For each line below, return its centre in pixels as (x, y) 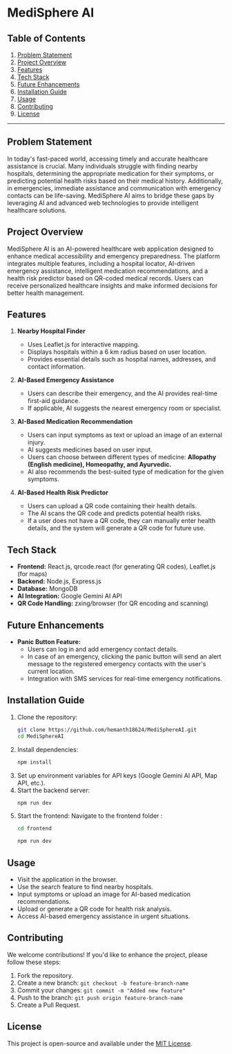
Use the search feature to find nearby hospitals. (85, 886)
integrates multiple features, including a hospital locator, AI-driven (101, 263)
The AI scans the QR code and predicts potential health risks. (115, 513)
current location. (51, 671)
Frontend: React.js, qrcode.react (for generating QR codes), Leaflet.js (116, 566)
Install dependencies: (48, 749)
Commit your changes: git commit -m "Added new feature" (101, 990)
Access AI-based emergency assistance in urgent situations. (104, 916)
